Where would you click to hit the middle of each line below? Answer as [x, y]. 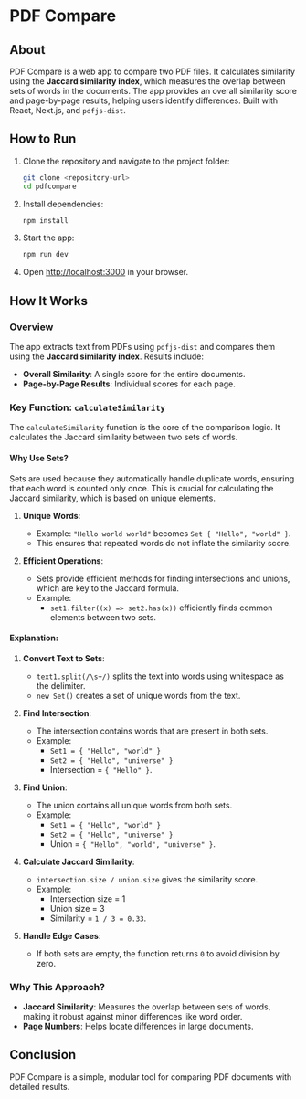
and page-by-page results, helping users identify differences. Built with [144, 100]
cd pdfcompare [49, 186]
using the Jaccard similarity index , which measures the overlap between [148, 81]
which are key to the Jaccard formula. [108, 588]
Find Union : [45, 787]
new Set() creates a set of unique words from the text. [138, 695]
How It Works [49, 301]
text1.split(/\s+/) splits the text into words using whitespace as [160, 676]
